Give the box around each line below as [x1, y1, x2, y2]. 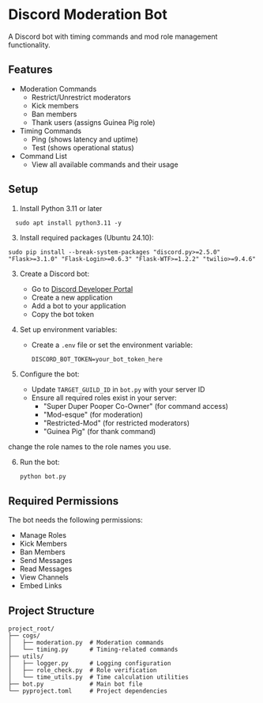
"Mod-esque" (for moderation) [43, 410, 144, 419]
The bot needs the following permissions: [8, 516, 144, 525]
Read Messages [19, 564, 73, 574]
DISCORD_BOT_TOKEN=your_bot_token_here [31, 355, 163, 363]
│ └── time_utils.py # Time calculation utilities [8, 674, 190, 682]
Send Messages [19, 556, 73, 565]
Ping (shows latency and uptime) [31, 134, 138, 144]
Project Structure [8, 603, 95, 618]
